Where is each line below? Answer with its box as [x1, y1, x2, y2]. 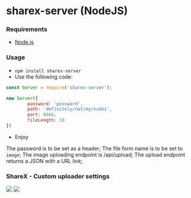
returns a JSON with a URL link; [6, 157, 83, 164]
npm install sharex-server [14, 68, 82, 74]
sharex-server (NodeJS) [6, 4, 128, 18]
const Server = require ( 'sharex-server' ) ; [6, 85, 112, 90]
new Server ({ [6, 95, 38, 101]
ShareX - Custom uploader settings [6, 172, 110, 180]
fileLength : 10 [27, 117, 65, 124]
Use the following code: [14, 73, 73, 80]
